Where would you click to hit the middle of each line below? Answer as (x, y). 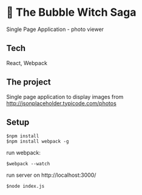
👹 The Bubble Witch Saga (71, 12)
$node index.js (25, 186)
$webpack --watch (28, 164)
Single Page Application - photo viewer (55, 29)
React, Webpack (27, 63)
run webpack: (23, 153)
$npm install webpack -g (38, 142)
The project (29, 82)
